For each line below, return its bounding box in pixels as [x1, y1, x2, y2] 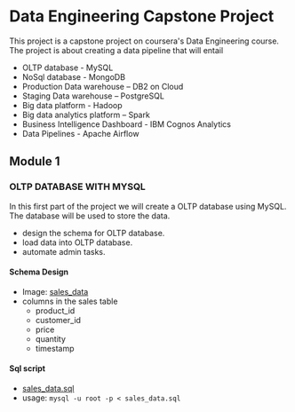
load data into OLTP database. [21, 237, 133, 248]
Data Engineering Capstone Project [9, 6, 275, 27]
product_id [35, 305, 76, 316]
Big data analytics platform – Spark [21, 109, 151, 120]
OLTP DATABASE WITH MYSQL [9, 180, 147, 193]
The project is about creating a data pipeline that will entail [9, 44, 224, 55]
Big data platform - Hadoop [21, 99, 123, 110]
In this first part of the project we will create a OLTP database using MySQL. [9, 201, 287, 211]
